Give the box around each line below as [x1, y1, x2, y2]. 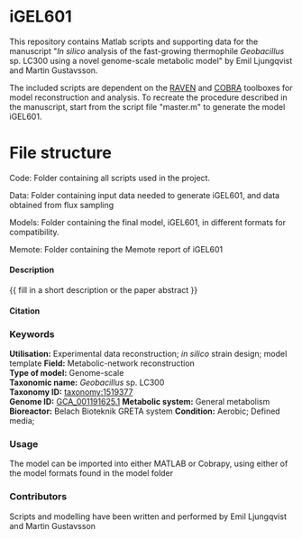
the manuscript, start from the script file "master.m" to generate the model [9, 101, 286, 112]
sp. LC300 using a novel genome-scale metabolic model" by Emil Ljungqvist [9, 55, 293, 66]
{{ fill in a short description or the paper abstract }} [9, 285, 198, 296]
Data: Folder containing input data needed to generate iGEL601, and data [9, 189, 280, 200]
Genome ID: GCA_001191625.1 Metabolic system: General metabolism [9, 396, 270, 407]
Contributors [9, 490, 68, 503]
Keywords [9, 327, 55, 340]
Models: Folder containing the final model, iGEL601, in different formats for [9, 216, 287, 227]
